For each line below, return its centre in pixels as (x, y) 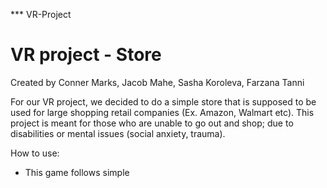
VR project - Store (86, 55)
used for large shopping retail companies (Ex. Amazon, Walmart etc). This (162, 112)
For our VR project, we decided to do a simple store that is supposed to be (163, 101)
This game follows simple (77, 172)
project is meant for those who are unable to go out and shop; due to (152, 123)
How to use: (35, 153)
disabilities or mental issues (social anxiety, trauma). (118, 133)
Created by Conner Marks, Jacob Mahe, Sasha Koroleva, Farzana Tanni (157, 82)
